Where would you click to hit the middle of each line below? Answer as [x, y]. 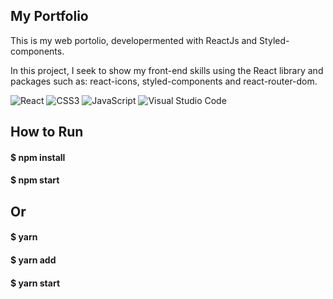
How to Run [47, 132]
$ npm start [35, 180]
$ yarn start [35, 283]
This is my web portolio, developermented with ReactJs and [134, 40]
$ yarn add [33, 260]
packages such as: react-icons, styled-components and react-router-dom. [164, 81]
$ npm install [38, 157]
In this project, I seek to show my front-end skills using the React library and [167, 70]
